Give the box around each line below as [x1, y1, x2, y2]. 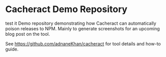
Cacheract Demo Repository [5, 4, 128, 15]
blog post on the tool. [5, 31, 50, 37]
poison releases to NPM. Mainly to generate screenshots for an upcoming [5, 25, 160, 31]
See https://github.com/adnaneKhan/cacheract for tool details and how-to [5, 40, 161, 46]
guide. [5, 46, 19, 52]
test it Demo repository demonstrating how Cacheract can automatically [5, 20, 156, 26]
